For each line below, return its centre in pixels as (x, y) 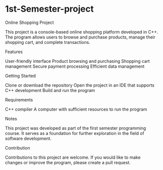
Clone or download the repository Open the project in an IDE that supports (80, 85)
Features (14, 52)
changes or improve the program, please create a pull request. (68, 162)
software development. (28, 138)
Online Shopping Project (30, 22)
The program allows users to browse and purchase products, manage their (80, 37)
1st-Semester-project (50, 9)
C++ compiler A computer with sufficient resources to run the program (76, 109)
